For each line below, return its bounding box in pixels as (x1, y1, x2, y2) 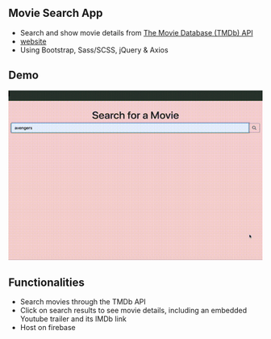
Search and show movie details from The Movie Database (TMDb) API (19, 27, 253, 37)
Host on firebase (19, 323, 77, 333)
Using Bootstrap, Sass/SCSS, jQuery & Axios (19, 44, 169, 55)
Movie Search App (8, 6, 103, 20)
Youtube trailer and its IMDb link (19, 314, 127, 324)
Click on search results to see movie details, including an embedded (19, 306, 248, 316)
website (19, 36, 47, 46)
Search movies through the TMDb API (19, 297, 147, 307)
